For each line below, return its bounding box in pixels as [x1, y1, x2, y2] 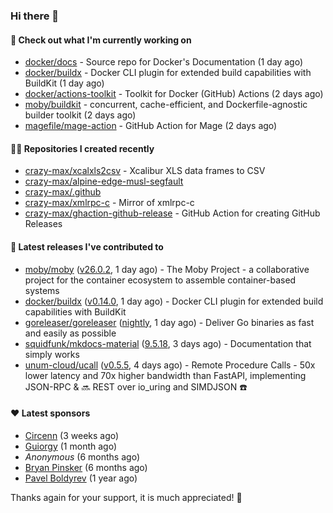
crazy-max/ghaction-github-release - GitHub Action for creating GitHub [24, 207, 321, 219]
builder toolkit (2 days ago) [24, 109, 137, 121]
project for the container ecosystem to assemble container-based [24, 274, 297, 286]
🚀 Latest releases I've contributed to [10, 240, 164, 253]
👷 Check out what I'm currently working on [10, 34, 192, 46]
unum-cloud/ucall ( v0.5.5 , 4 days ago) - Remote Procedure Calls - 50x [24, 359, 316, 371]
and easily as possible [24, 327, 117, 339]
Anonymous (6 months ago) [24, 450, 140, 463]
